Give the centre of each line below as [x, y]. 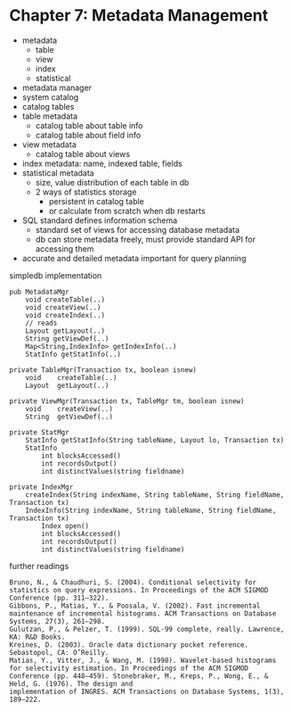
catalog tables [48, 106]
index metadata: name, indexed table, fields [102, 163]
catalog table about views [83, 153]
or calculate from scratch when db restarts [127, 211]
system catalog [50, 97]
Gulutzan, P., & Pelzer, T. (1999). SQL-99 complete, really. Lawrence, [147, 629]
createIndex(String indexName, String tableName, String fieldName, [155, 495]
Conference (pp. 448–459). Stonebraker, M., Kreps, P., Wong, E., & [139, 676]
